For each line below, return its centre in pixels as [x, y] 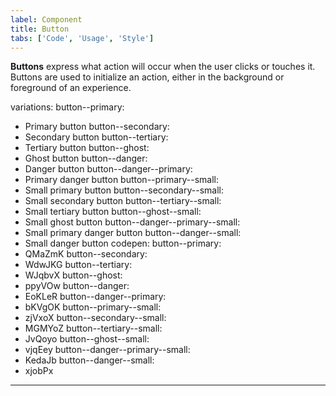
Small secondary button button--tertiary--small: [123, 201]
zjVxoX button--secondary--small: [95, 318]
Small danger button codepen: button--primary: [123, 243]
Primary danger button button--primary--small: [122, 180]
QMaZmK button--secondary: [86, 254]
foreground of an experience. [71, 88]
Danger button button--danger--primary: [108, 169]
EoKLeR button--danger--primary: [95, 297]
